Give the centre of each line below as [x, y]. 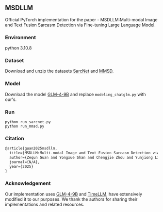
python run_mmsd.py [25, 126]
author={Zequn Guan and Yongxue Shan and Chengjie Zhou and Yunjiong [81, 158]
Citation [15, 138]
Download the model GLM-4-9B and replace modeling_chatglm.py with [76, 94]
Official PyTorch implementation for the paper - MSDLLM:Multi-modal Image [81, 19]
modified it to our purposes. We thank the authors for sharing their [71, 199]
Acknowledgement [28, 183]
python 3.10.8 [18, 48]
